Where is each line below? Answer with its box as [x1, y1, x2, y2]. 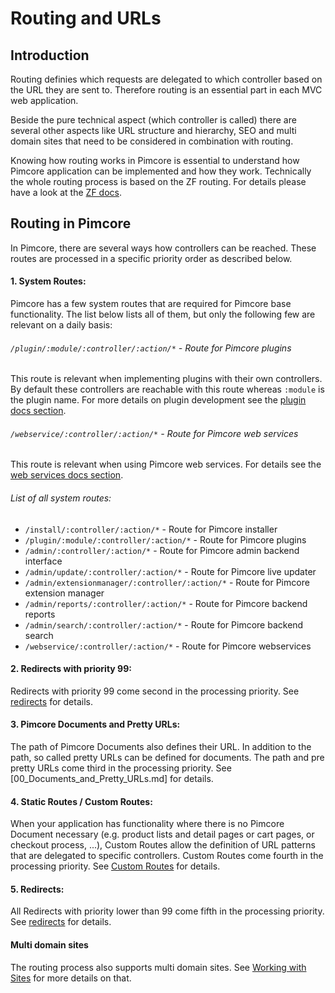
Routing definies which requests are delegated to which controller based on [10, 73, 323, 85]
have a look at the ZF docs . [10, 187, 122, 198]
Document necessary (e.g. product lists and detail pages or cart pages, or [10, 828, 315, 841]
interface [24, 555, 63, 567]
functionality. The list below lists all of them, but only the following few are [10, 308, 316, 321]
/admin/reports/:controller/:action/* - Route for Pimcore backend [24, 597, 308, 609]
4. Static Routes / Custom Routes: [10, 795, 153, 807]
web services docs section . [10, 469, 124, 481]
